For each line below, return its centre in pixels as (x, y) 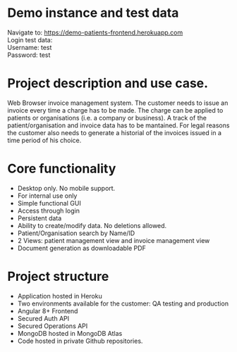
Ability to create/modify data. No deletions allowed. (92, 225)
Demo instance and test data (93, 13)
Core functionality (62, 169)
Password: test (29, 55)
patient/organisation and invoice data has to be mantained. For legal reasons (119, 125)
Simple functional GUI (49, 203)
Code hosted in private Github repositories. (80, 341)
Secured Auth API (43, 318)
